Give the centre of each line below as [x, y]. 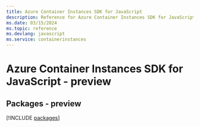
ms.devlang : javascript [36, 34]
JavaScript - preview [59, 82]
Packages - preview [44, 103]
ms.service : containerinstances [46, 39]
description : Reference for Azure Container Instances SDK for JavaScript [101, 17]
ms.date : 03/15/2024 [32, 23]
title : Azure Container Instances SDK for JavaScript [74, 12]
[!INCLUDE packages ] [33, 118]
